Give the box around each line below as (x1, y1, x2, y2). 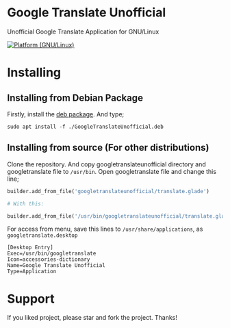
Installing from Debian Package (7, 92, 144, 103)
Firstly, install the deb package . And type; (7, 110, 125, 118)
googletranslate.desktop (7, 232, 78, 239)
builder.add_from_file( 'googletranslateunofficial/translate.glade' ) (7, 188, 210, 194)
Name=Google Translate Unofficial (7, 262, 106, 269)
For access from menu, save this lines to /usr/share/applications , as (7, 225, 203, 234)
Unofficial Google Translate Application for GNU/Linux (7, 27, 159, 36)
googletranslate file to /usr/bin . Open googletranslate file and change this (7, 167, 217, 175)
